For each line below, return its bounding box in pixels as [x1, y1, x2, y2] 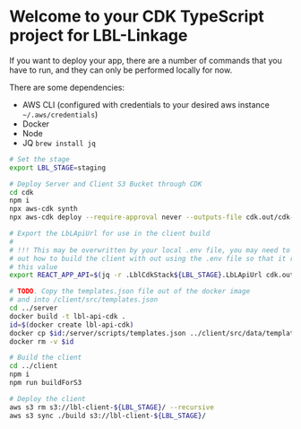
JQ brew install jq [21, 137, 96, 148]
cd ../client [9, 362, 58, 371]
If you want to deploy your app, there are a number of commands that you [9, 55, 282, 66]
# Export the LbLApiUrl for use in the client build [9, 229, 211, 239]
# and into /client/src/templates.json [9, 295, 159, 304]
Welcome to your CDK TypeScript [9, 6, 264, 27]
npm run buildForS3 [9, 379, 82, 388]
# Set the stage [9, 154, 70, 163]
